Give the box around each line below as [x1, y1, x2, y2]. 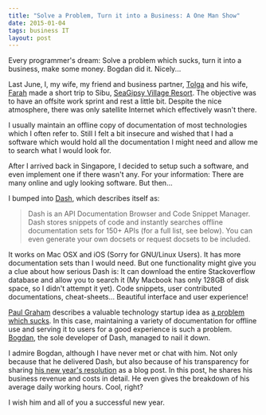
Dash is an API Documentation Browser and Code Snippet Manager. [27, 209, 251, 219]
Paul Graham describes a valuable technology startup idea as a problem [8, 307, 245, 317]
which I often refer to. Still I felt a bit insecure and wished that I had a [8, 129, 233, 139]
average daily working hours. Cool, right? [8, 382, 143, 392]
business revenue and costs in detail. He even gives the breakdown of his [8, 374, 250, 383]
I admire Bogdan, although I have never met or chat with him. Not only [8, 348, 238, 358]
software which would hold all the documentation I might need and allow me [8, 137, 259, 147]
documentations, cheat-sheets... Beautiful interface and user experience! [8, 292, 248, 302]
